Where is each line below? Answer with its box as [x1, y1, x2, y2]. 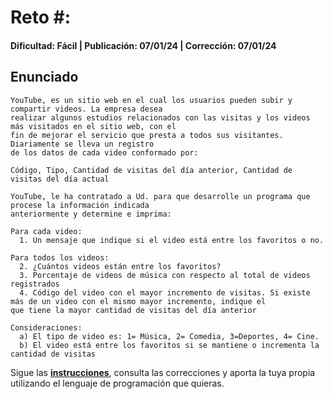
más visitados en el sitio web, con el [10, 121, 177, 131]
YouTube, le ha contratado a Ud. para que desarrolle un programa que [10, 191, 311, 201]
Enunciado [10, 69, 79, 86]
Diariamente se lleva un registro [10, 139, 155, 149]
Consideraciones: [10, 322, 83, 333]
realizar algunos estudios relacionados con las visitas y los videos [10, 112, 311, 123]
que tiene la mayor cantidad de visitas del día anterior [10, 305, 257, 315]
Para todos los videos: [10, 252, 110, 263]
